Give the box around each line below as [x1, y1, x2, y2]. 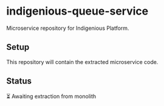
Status [6, 76, 32, 87]
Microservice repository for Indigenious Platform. [6, 24, 129, 32]
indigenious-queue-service [6, 4, 149, 18]
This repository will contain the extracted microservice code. [6, 58, 159, 65]
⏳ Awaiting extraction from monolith [6, 93, 97, 100]
